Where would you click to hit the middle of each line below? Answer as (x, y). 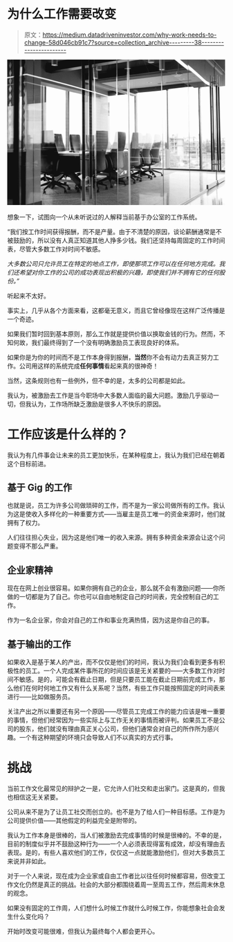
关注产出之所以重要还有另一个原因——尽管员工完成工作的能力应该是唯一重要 (116, 711)
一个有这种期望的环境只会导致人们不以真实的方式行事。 (98, 737)
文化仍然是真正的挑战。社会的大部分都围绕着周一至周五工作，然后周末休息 (119, 885)
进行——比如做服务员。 (40, 696)
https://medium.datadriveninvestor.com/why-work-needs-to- (130, 35)
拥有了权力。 (25, 523)
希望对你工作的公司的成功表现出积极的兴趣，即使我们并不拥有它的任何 (119, 272)
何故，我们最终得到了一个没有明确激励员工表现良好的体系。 (98, 342)
